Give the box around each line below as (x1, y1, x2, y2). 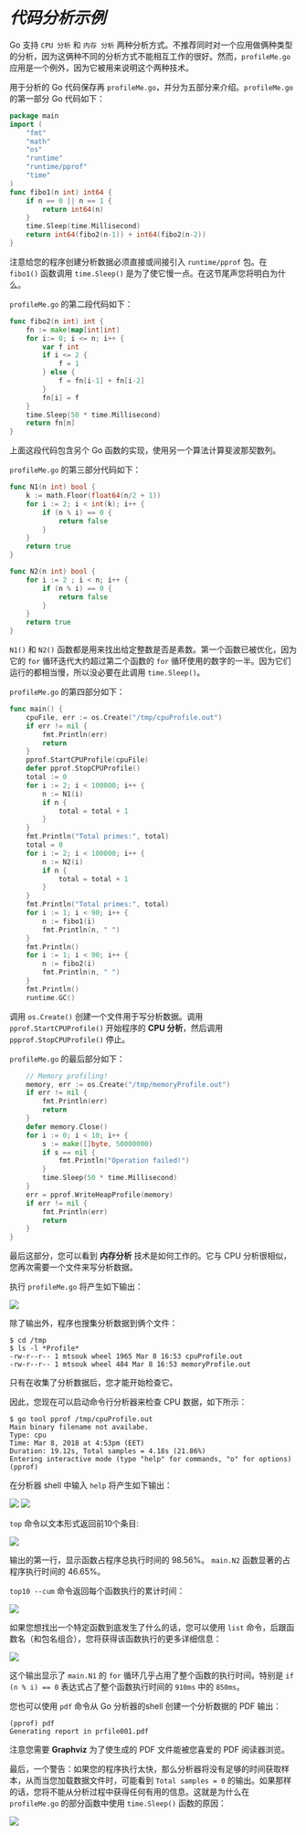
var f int (42, 343, 79, 352)
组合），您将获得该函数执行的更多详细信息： (57, 1633, 222, 1644)
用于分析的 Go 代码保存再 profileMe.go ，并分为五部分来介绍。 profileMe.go (9, 81, 294, 92)
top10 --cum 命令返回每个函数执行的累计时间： (9, 1586, 185, 1597)
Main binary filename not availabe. (9, 1423, 149, 1432)
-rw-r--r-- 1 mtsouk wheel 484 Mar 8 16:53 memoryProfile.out (9, 1360, 251, 1369)
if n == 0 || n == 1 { (26, 196, 112, 206)
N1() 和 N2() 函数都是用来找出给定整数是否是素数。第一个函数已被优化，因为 (9, 644, 298, 655)
